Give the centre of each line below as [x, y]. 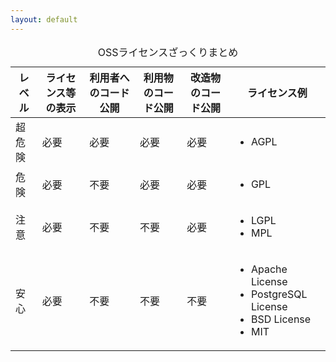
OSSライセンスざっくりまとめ [168, 52]
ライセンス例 [277, 93]
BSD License [281, 319]
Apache [269, 269]
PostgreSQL [279, 294]
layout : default [44, 19]
